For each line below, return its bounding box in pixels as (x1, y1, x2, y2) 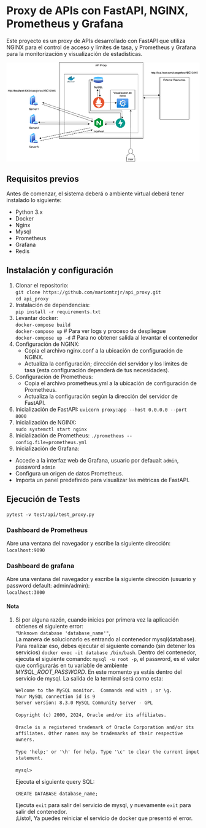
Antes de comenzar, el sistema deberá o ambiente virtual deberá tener (6, 190, 185, 197)
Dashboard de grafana (6, 561, 75, 570)
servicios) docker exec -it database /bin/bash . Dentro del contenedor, (15, 649, 197, 656)
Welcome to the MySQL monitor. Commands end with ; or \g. (15, 687, 172, 694)
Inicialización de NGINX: (15, 418, 77, 426)
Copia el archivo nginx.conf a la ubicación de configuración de (24, 346, 183, 354)
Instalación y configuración (6, 265, 113, 276)
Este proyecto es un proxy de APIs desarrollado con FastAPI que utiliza (6, 37, 186, 44)
